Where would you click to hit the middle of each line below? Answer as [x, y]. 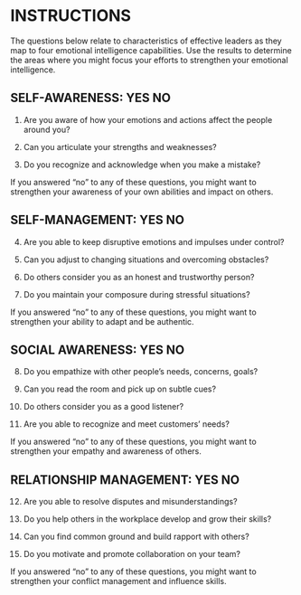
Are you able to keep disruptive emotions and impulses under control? [154, 241]
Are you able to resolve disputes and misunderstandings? [130, 502]
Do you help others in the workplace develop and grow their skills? [147, 519]
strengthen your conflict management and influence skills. [118, 581]
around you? [47, 129]
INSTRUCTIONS [71, 16]
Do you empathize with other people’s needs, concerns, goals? [141, 372]
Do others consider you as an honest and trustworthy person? [139, 277]
